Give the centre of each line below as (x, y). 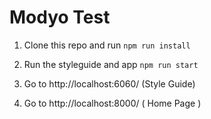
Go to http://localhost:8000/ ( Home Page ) (112, 103)
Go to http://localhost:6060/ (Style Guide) (109, 83)
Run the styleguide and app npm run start (111, 64)
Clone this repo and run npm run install (107, 45)
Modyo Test (60, 17)
